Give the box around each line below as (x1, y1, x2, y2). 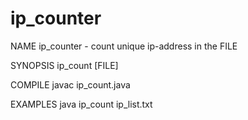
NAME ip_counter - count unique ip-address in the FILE (10, 40, 238, 52)
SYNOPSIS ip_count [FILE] (10, 59, 119, 71)
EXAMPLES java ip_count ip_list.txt (10, 98, 153, 110)
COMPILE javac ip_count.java (10, 78, 131, 91)
